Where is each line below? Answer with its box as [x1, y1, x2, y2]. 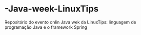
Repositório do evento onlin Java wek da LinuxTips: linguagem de [4, 19, 136, 25]
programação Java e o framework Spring [4, 24, 87, 30]
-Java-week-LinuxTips [4, 3, 99, 14]
